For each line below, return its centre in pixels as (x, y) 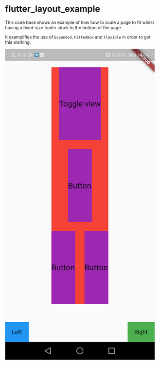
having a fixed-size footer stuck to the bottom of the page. (64, 27)
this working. (18, 42)
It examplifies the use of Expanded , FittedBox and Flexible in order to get (78, 37)
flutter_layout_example (53, 9)
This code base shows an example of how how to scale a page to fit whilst (80, 22)
